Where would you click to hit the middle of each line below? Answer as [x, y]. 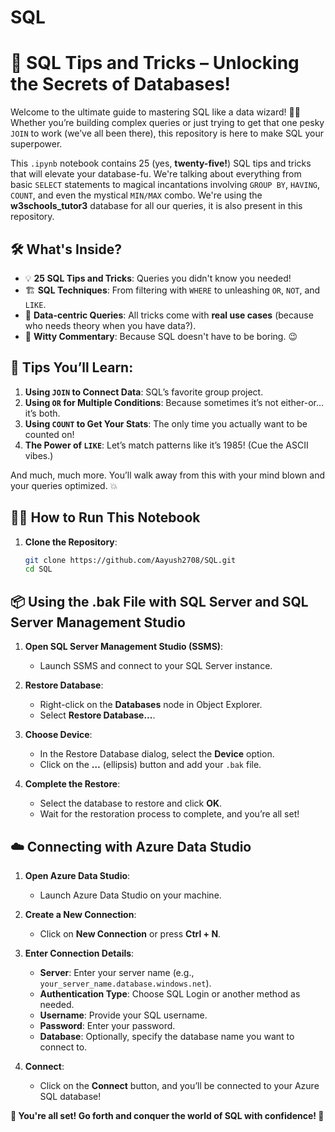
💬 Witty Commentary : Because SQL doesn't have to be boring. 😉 [161, 336]
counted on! [49, 434]
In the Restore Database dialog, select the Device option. [157, 754]
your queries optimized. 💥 [64, 485]
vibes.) [39, 455]
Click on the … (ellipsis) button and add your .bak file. [150, 765]
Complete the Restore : [72, 784]
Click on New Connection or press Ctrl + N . [130, 933]
